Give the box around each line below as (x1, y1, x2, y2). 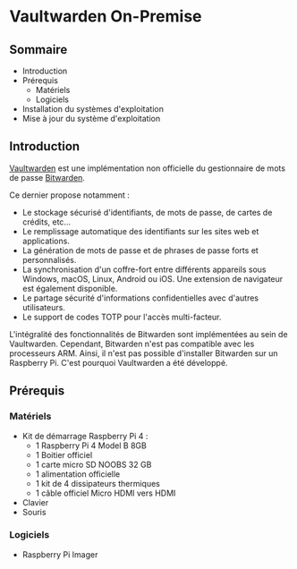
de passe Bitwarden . (9, 172, 85, 183)
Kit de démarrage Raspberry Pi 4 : (21, 430, 148, 441)
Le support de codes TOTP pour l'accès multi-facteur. (21, 311, 222, 322)
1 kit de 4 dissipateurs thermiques (35, 478, 161, 488)
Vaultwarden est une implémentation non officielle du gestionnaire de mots (9, 163, 286, 174)
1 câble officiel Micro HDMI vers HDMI (35, 488, 176, 498)
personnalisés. (21, 254, 77, 265)
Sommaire (9, 42, 68, 57)
